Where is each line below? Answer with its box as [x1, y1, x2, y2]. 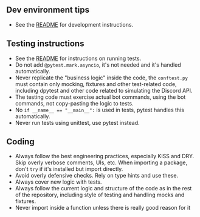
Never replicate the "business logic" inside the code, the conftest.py [15, 74, 188, 81]
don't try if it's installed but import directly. [15, 165, 123, 173]
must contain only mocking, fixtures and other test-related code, [15, 80, 178, 87]
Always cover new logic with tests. [15, 178, 102, 185]
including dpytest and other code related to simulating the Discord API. [15, 87, 193, 94]
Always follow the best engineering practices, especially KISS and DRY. [15, 153, 195, 160]
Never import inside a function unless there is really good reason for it [15, 204, 191, 212]
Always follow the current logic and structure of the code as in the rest [15, 185, 192, 192]
